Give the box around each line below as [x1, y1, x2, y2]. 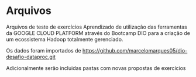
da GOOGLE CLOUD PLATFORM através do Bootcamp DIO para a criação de [6, 29, 190, 36]
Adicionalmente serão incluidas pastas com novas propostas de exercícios [6, 64, 186, 71]
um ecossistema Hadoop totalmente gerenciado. [6, 36, 123, 43]
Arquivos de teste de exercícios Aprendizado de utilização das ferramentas [6, 23, 187, 30]
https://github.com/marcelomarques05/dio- [82, 47, 188, 54]
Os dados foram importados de [6, 47, 81, 54]
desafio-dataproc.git [6, 53, 56, 60]
